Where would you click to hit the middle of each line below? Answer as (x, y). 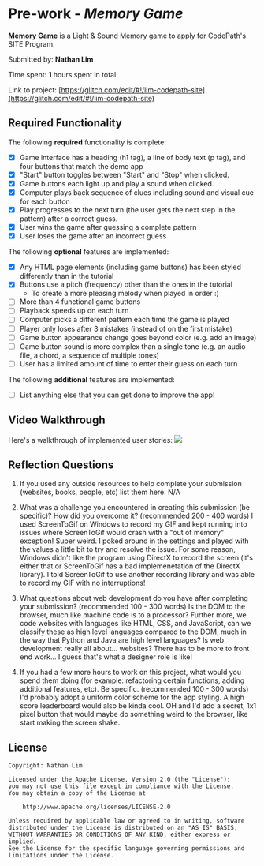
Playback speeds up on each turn (74, 311)
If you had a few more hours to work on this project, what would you (130, 673)
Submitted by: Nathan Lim (51, 59)
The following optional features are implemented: (89, 252)
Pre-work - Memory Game (96, 14)
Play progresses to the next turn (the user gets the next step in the (127, 210)
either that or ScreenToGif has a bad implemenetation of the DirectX (130, 566)
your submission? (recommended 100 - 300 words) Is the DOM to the (132, 607)
